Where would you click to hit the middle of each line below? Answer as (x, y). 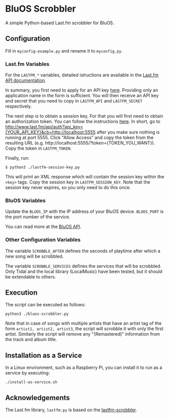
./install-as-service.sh (31, 382)
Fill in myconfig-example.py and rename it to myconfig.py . (64, 51)
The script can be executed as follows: (45, 305)
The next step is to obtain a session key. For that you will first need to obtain (84, 116)
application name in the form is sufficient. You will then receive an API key (82, 96)
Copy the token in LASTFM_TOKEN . (38, 148)
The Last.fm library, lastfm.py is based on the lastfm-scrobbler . (71, 410)
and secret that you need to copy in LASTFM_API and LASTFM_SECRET (74, 101)
